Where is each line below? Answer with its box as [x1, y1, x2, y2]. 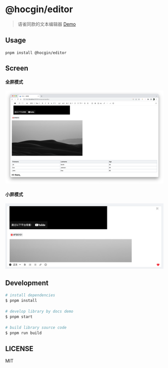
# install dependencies [5, 293, 56, 298]
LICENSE [5, 344, 34, 353]
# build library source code [5, 325, 67, 330]
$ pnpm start [5, 314, 33, 319]
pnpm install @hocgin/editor [5, 50, 67, 55]
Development [5, 279, 49, 287]
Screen [5, 64, 29, 73]
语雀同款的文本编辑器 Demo [17, 21, 76, 27]
